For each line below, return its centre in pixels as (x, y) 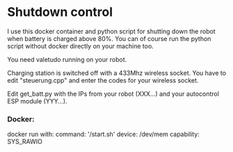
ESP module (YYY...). (37, 101)
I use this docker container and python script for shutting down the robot (111, 31)
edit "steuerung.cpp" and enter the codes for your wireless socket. (103, 80)
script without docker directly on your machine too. (81, 46)
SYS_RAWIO (25, 142)
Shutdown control (60, 12)
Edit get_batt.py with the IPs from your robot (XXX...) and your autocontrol (113, 94)
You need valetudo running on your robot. (67, 59)
